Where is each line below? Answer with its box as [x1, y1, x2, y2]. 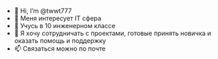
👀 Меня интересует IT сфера [14, 14, 102, 22]
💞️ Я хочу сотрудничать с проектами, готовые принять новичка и [14, 29, 212, 37]
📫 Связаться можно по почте [14, 44, 106, 53]
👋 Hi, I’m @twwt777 [14, 7, 73, 15]
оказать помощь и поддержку [14, 37, 107, 45]
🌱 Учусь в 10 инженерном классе [14, 22, 116, 29]
